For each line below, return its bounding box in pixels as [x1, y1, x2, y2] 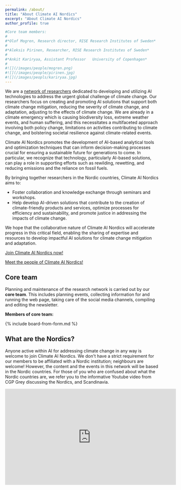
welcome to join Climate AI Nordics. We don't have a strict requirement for [5, 353, 155, 359]
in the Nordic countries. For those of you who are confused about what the [5, 368, 156, 374]
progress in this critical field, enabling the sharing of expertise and [5, 230, 139, 236]
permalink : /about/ [5, 7, 45, 12]
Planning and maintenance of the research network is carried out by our [5, 286, 150, 292]
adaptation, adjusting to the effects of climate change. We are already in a [5, 109, 154, 115]
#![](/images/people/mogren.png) [5, 66, 73, 71]
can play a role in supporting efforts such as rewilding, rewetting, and [5, 160, 145, 166]
